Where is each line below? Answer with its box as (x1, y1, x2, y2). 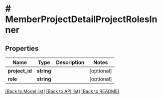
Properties (5, 44, 39, 52)
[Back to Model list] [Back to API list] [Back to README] (5, 88, 120, 94)
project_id (7, 67, 32, 74)
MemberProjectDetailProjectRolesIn (5, 13, 158, 25)
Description (56, 59, 85, 65)
